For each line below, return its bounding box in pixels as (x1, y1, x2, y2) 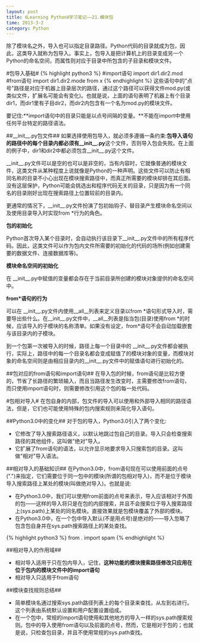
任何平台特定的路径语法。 (6, 119, 69, 127)
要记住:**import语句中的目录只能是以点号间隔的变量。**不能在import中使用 (6, 112, 191, 119)
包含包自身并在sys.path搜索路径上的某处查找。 (14, 523, 130, 530)
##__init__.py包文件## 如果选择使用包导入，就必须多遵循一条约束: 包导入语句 (6, 132, 193, 140)
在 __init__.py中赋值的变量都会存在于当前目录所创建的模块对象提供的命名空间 (6, 275, 194, 282)
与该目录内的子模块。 (6, 330, 58, 337)
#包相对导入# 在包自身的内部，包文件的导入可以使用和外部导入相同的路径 (6, 398, 186, 405)
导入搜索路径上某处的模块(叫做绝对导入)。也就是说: (6, 480, 132, 487)
